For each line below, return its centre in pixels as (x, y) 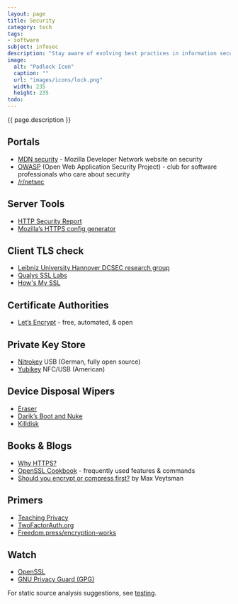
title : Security (31, 21)
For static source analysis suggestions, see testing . (82, 593)
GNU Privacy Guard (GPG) (56, 579)
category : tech (30, 27)
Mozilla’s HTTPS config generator (67, 228)
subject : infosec (33, 47)
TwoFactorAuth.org (46, 525)
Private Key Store (47, 345)
